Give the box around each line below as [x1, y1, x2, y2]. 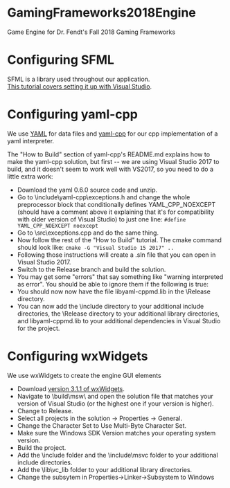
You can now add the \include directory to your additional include [17, 302, 204, 310]
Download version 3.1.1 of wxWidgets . [17, 384, 125, 392]
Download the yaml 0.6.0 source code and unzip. [17, 186, 158, 194]
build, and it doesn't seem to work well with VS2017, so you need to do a [7, 165, 213, 173]
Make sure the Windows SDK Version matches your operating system [17, 428, 216, 437]
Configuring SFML [7, 52, 114, 68]
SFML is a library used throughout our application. [7, 75, 150, 83]
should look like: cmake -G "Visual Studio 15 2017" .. [17, 243, 175, 251]
